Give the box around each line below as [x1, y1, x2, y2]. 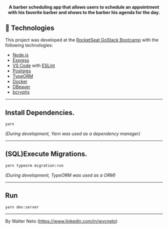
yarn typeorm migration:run [5, 163, 64, 168]
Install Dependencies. [5, 108, 75, 117]
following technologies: [5, 42, 53, 48]
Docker [12, 78, 28, 84]
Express [12, 57, 29, 63]
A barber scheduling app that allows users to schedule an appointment [8, 4, 159, 10]
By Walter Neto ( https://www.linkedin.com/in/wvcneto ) [5, 218, 118, 224]
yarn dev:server [5, 204, 39, 209]
